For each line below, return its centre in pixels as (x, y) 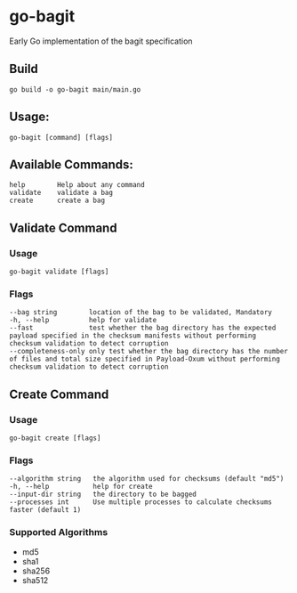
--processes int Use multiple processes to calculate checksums (141, 502)
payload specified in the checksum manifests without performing (132, 336)
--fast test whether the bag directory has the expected (143, 328)
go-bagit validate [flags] (59, 272)
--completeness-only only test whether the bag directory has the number (149, 352)
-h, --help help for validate (83, 321)
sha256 (36, 571)
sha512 (35, 580)
